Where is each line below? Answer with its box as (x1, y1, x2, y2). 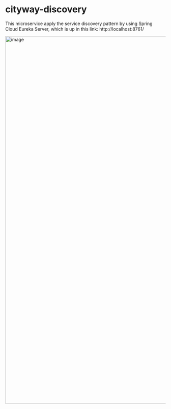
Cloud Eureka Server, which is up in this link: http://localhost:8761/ (5, 26, 144, 32)
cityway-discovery (5, 4, 87, 15)
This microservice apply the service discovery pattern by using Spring (5, 20, 153, 27)
